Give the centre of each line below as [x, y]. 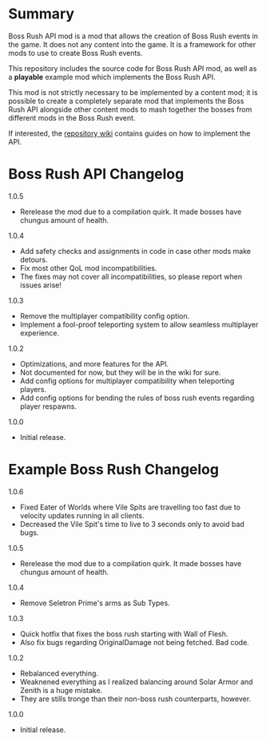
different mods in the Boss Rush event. [72, 117]
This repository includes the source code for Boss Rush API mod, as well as [133, 68]
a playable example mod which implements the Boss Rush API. [112, 77]
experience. [40, 333]
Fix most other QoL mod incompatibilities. [88, 267]
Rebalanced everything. [59, 673]
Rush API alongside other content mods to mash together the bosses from [130, 109]
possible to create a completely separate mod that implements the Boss [126, 101]
